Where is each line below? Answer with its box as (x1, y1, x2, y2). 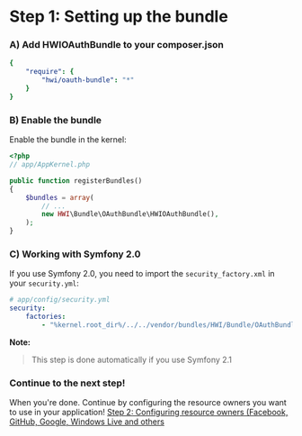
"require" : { (25, 68, 75, 77)
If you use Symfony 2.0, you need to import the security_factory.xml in (9, 268, 276, 279)
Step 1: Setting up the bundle (9, 6, 229, 27)
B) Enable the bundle (9, 114, 102, 126)
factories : (25, 313, 67, 322)
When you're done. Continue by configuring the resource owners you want (9, 397, 288, 408)
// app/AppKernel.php (9, 160, 91, 169)
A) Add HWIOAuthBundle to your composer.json (9, 39, 225, 51)
